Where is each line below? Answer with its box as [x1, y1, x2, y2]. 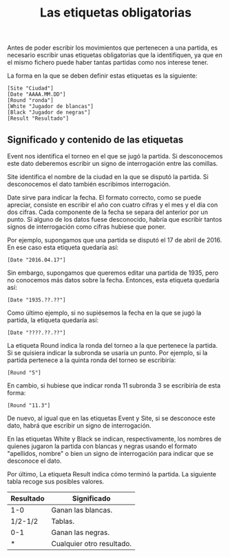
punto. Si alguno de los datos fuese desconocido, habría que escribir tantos [7, 216, 222, 223]
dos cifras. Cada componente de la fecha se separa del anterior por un [7, 208, 209, 216]
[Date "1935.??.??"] [7, 297, 67, 304]
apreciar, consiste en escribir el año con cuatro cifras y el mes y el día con [7, 201, 218, 209]
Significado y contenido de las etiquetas [7, 134, 184, 145]
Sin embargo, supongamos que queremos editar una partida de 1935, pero [7, 269, 219, 277]
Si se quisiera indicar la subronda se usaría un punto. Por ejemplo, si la [7, 349, 208, 357]
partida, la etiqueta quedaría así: [7, 316, 98, 324]
